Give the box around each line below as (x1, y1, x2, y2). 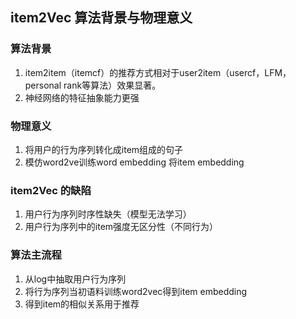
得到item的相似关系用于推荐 (24, 298, 140, 310)
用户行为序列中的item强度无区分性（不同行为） (24, 221, 219, 233)
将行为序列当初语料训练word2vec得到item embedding (24, 285, 248, 297)
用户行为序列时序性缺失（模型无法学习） (24, 208, 192, 220)
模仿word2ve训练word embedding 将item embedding (24, 156, 245, 168)
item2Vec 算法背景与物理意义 (10, 9, 193, 27)
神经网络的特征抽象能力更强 (24, 91, 140, 103)
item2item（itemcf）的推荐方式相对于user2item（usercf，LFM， (24, 66, 292, 78)
